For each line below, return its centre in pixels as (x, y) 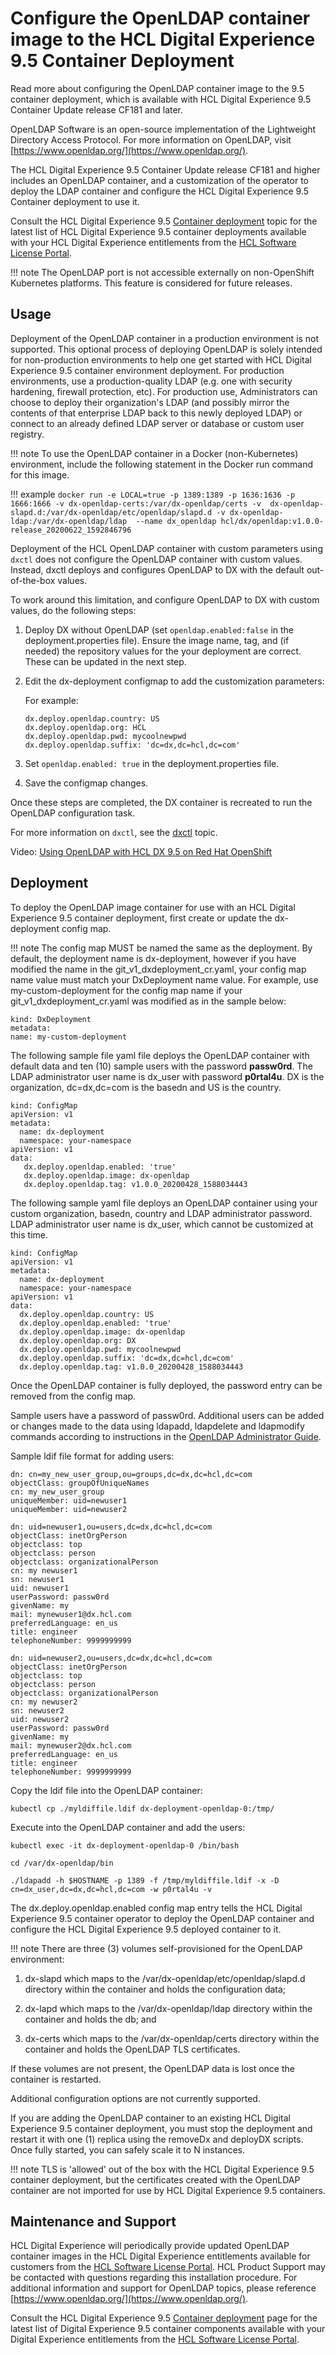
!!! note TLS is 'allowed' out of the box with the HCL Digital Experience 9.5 (162, 2169)
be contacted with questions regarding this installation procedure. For (154, 2278)
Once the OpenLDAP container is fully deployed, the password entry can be (166, 1385)
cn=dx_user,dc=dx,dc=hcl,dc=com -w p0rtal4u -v (111, 1889)
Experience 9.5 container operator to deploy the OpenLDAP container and (162, 1918)
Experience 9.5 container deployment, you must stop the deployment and (161, 2128)
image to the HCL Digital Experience (163, 39)
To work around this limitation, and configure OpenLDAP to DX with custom (165, 599)
